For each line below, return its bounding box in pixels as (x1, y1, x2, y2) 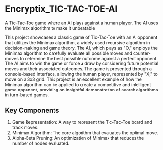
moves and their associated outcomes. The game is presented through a (5, 65, 152, 72)
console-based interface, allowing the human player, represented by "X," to (5, 71, 158, 77)
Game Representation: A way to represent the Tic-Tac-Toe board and (12, 119, 152, 125)
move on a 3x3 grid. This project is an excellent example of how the (5, 76, 142, 82)
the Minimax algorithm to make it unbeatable (5, 25, 95, 30)
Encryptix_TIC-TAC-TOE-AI (5, 3, 118, 15)
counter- (133, 50, 151, 56)
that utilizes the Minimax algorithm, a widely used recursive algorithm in (5, 39, 150, 45)
